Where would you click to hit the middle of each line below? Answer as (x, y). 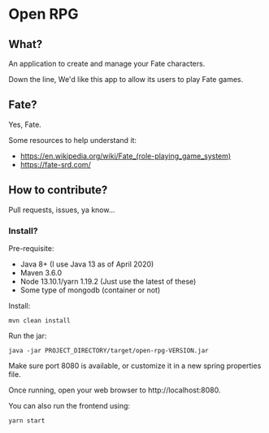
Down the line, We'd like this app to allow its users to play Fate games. (126, 79)
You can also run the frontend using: (69, 405)
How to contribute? (58, 191)
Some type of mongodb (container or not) (90, 290)
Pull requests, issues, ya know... (62, 210)
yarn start (27, 420)
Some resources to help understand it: (72, 140)
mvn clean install (39, 320)
